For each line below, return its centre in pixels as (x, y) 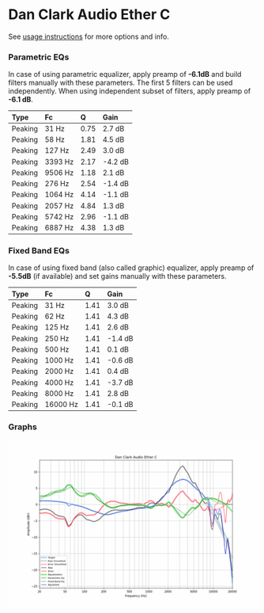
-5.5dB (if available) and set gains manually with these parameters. (117, 276)
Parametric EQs (39, 57)
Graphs (23, 427)
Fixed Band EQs (39, 250)
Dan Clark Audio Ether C (89, 15)
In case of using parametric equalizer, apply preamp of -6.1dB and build (125, 74)
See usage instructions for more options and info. (89, 36)
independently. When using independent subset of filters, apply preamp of (130, 91)
